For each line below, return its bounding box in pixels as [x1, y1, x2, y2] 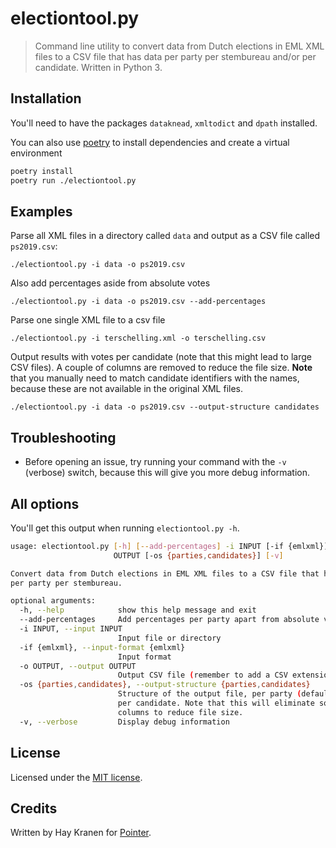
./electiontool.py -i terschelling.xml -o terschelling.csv [10, 333, 267, 344]
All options [10, 495, 80, 512]
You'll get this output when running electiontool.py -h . [10, 522, 240, 534]
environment [10, 147, 63, 159]
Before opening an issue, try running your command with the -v [24, 456, 287, 468]
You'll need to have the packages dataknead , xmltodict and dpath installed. [10, 117, 318, 129]
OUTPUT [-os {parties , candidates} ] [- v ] [113, 550, 284, 561]
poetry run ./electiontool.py [10, 175, 137, 186]
